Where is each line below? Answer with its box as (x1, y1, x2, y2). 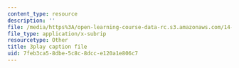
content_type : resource (7, 10, 78, 18)
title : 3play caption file (7, 43, 87, 50)
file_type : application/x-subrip (7, 30, 107, 38)
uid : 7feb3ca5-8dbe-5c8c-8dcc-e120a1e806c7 (7, 50, 139, 57)
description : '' (7, 17, 55, 24)
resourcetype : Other (7, 37, 69, 44)
